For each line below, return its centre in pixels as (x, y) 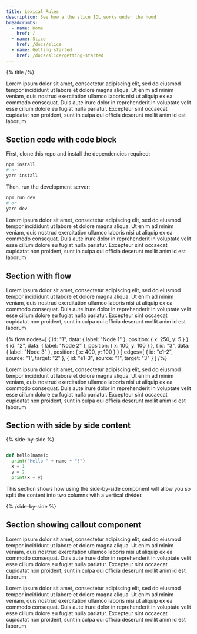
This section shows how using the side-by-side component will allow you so (98, 488)
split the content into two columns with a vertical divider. (74, 495)
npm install (21, 165)
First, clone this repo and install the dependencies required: (78, 154)
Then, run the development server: (48, 187)
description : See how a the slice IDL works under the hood (81, 17)
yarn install (22, 176)
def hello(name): (27, 455)
